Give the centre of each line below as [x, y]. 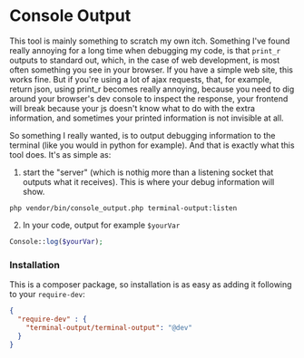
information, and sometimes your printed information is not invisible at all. [147, 118]
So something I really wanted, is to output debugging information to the [142, 135]
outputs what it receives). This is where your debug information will [148, 181]
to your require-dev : [48, 295]
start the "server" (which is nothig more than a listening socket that [148, 172]
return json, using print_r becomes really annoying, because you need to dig [152, 89]
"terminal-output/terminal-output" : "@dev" [109, 327]
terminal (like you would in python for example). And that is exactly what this [152, 145]
